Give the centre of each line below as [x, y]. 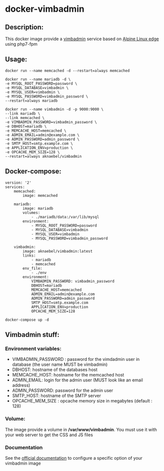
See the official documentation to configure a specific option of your [74, 458]
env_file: [32, 268]
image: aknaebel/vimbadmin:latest [58, 251]
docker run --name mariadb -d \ [38, 79]
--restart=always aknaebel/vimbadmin [43, 156]
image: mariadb [38, 208]
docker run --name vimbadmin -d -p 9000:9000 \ [54, 109]
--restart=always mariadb [31, 101]
